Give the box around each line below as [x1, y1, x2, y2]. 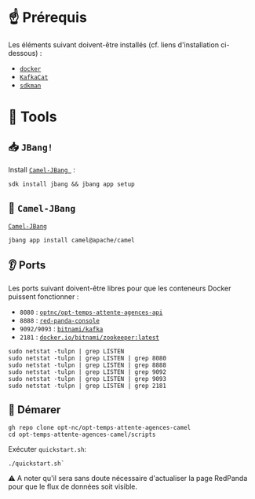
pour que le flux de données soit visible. [8, 482, 138, 491]
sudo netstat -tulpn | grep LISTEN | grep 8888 [8, 361, 167, 369]
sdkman [19, 82, 42, 90]
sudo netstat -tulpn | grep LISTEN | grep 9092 [8, 368, 167, 376]
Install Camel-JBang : [8, 164, 76, 174]
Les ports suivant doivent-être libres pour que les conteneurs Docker [8, 283, 231, 293]
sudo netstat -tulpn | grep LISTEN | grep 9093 [8, 375, 167, 383]
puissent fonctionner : [8, 291, 79, 301]
